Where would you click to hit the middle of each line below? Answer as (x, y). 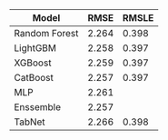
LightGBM (35, 48)
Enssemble (38, 107)
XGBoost (33, 63)
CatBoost (34, 78)
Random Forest (46, 33)
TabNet (30, 122)
